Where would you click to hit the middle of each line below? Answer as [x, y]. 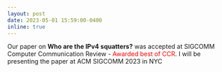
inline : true [26, 27]
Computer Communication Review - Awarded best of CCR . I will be [104, 54]
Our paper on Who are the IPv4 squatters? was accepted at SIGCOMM [111, 47]
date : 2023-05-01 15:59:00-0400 [55, 20]
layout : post [26, 14]
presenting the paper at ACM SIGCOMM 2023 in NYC [85, 62]
